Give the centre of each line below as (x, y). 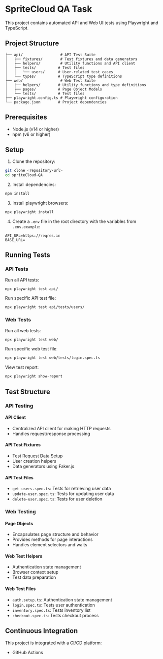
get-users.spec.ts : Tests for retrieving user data (62, 489)
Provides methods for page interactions (52, 539)
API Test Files (19, 477)
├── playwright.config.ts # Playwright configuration (62, 98)
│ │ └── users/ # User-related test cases (59, 72)
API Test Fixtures (23, 445)
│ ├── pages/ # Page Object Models (54, 89)
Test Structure (28, 392)
